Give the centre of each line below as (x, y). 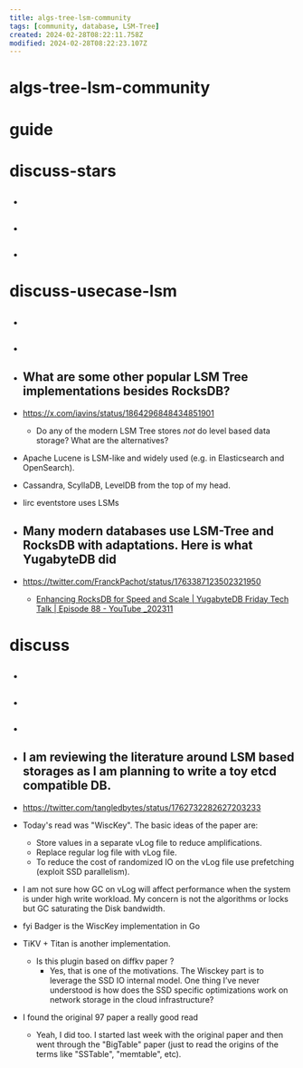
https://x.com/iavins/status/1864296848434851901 (118, 413)
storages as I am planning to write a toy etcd (150, 772)
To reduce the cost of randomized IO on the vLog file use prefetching (165, 861)
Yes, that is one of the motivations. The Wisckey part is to (157, 970)
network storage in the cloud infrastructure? (132, 999)
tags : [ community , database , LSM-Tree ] (85, 26)
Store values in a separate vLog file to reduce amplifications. (149, 842)
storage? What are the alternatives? (102, 440)
